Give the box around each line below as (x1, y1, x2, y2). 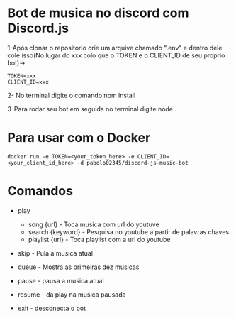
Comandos (7, 183, 73, 199)
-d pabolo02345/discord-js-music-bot (77, 159, 189, 166)
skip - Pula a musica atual (17, 248, 94, 257)
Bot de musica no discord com (7, 5, 189, 21)
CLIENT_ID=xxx (7, 78, 50, 86)
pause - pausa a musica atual (17, 276, 104, 285)
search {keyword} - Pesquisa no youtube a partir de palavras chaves (28, 227, 229, 236)
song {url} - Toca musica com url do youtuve (28, 220, 159, 229)
